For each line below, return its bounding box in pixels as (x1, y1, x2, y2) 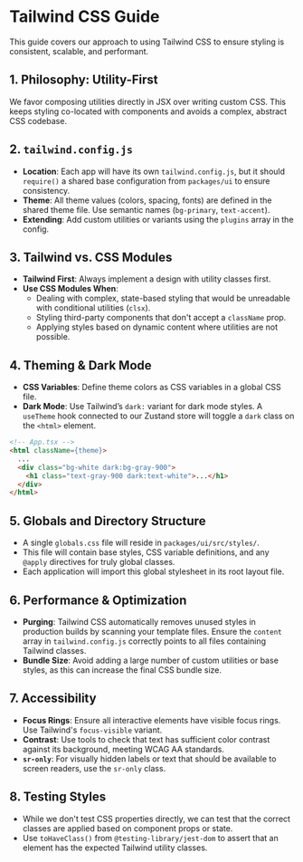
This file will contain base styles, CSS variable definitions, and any (22, 547, 270, 558)
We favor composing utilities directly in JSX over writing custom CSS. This (9, 96, 287, 107)
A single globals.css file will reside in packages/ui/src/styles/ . (22, 537, 260, 549)
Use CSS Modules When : (22, 283, 119, 294)
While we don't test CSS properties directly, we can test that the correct (22, 813, 291, 824)
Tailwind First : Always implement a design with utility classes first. (22, 273, 271, 284)
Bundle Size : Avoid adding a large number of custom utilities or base (22, 655, 279, 666)
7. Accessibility (9, 691, 97, 706)
